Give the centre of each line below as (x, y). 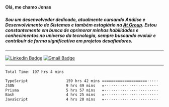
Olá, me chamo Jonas (28, 7)
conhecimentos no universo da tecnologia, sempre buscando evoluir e (80, 35)
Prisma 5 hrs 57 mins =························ (82, 90)
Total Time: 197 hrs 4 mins (35, 72)
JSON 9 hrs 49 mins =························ (82, 85)
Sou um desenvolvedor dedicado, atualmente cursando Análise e (75, 19)
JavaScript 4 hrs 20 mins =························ (82, 99)
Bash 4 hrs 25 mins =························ (82, 95)
